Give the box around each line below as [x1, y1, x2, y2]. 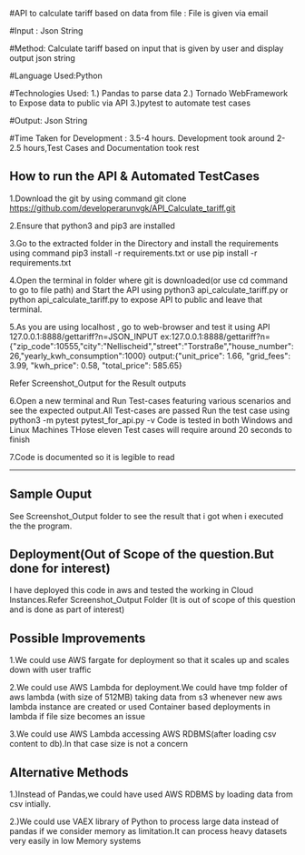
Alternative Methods [9, 764, 129, 780]
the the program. [9, 520, 73, 531]
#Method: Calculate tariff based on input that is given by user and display [9, 43, 284, 54]
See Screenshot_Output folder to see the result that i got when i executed [9, 510, 284, 521]
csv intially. [9, 799, 52, 810]
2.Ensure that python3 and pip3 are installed [9, 220, 175, 231]
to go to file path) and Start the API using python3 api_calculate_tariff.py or [9, 284, 289, 295]
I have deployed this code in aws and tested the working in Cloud [9, 585, 254, 596]
